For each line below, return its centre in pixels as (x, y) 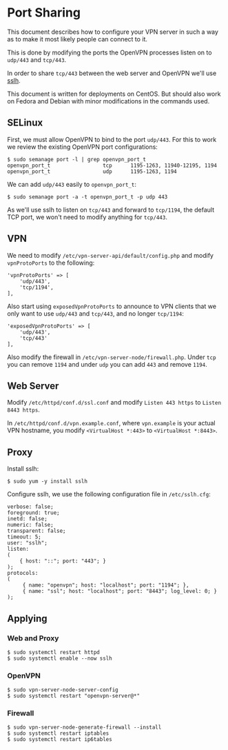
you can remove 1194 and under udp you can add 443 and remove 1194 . (107, 364)
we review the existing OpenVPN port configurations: (83, 147)
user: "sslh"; (28, 543)
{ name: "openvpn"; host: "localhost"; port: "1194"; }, (106, 585)
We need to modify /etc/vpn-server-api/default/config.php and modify (110, 255)
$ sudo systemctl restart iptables (58, 733)
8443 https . (23, 410)
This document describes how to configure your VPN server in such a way (113, 32)
